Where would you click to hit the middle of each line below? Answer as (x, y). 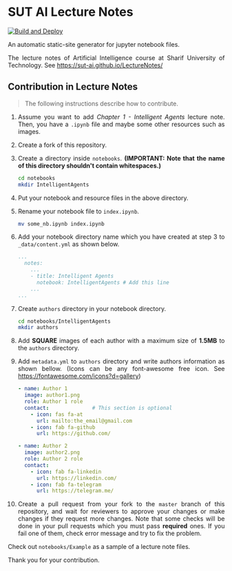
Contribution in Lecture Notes (73, 87)
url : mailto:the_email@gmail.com (84, 421)
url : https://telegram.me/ (75, 491)
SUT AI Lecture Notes (71, 12)
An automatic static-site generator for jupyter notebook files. (94, 44)
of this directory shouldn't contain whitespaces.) (89, 166)
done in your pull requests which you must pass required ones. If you (121, 526)
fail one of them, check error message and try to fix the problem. (109, 533)
